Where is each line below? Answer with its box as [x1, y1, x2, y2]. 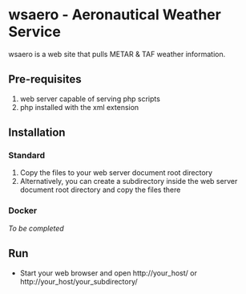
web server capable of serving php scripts [19, 94, 160, 104]
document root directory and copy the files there [19, 185, 181, 194]
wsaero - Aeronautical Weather [8, 6, 222, 24]
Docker [8, 205, 38, 216]
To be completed [8, 223, 64, 233]
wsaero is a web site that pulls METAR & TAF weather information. [8, 49, 226, 59]
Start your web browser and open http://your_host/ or [19, 267, 198, 278]
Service [8, 22, 62, 41]
